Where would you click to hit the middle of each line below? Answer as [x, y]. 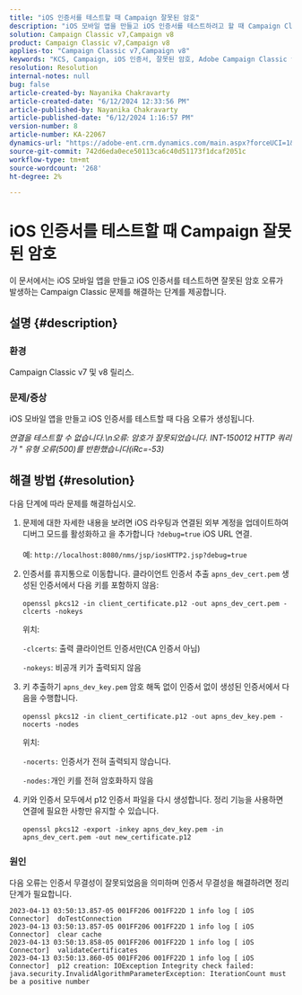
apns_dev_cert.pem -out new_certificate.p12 [107, 837]
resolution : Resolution [54, 68]
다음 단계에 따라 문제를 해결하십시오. [73, 503]
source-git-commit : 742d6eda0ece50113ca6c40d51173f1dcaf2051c [128, 151]
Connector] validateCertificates [74, 951]
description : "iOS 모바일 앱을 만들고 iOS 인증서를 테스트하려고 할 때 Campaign [145, 26]
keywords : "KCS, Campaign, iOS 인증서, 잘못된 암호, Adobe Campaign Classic [148, 59]
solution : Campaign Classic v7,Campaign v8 [92, 34]
